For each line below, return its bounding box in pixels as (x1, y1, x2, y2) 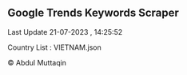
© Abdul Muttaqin (7, 58, 67, 67)
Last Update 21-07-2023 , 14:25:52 (7, 27, 123, 36)
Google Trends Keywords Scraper (7, 6, 179, 20)
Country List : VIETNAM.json (7, 43, 101, 52)
